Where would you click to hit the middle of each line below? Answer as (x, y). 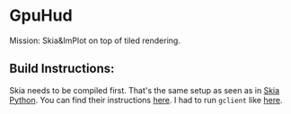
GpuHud (41, 16)
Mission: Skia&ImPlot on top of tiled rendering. (95, 40)
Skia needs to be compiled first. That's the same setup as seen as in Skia (145, 90)
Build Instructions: (62, 69)
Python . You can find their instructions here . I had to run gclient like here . (146, 100)
